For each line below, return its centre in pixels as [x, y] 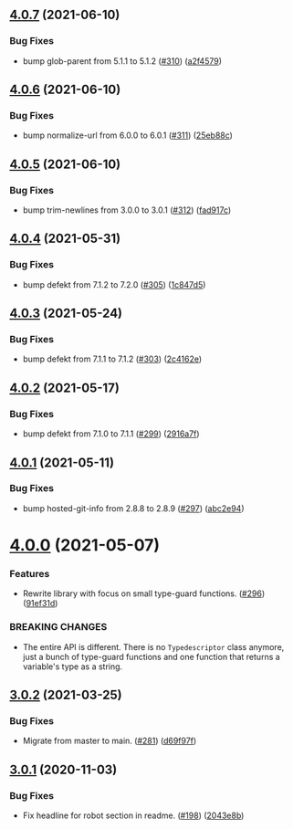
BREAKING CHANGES [58, 627]
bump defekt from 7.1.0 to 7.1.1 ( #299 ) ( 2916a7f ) [111, 434]
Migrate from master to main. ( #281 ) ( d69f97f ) [110, 741]
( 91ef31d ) [40, 603]
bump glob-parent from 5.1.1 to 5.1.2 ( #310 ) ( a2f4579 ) [122, 61]
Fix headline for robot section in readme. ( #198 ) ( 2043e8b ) [133, 815]
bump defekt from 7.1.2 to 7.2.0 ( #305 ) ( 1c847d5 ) [114, 284]
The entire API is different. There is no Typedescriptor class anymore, [153, 646]
